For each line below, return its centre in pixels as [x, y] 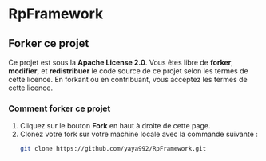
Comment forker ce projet [60, 108]
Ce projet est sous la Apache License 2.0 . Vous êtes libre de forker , [121, 62]
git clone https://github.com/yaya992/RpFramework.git [113, 149]
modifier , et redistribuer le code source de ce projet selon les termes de [129, 71]
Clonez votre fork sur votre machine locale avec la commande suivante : [139, 134]
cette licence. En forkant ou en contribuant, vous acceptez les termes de [128, 79]
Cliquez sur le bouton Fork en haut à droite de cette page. [115, 126]
